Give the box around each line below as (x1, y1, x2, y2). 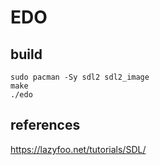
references (10, 117, 81, 134)
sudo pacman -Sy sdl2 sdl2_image (10, 72, 150, 82)
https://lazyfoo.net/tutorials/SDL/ (10, 143, 147, 155)
